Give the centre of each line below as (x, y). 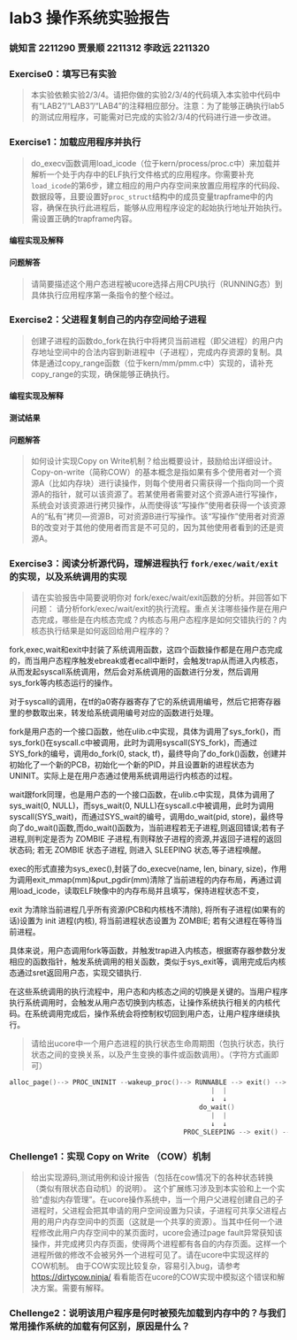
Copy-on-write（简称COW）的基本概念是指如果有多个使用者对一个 (152, 472)
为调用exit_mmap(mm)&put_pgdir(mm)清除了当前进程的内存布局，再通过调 (145, 880)
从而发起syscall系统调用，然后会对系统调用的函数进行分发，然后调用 (134, 672)
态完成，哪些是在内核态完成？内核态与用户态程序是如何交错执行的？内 (159, 620)
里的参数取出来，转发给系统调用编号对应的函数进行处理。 (114, 712)
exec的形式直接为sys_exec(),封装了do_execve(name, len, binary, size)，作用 (148, 869)
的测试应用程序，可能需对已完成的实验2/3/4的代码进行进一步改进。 (153, 117)
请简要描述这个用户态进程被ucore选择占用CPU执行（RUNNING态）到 (156, 283)
